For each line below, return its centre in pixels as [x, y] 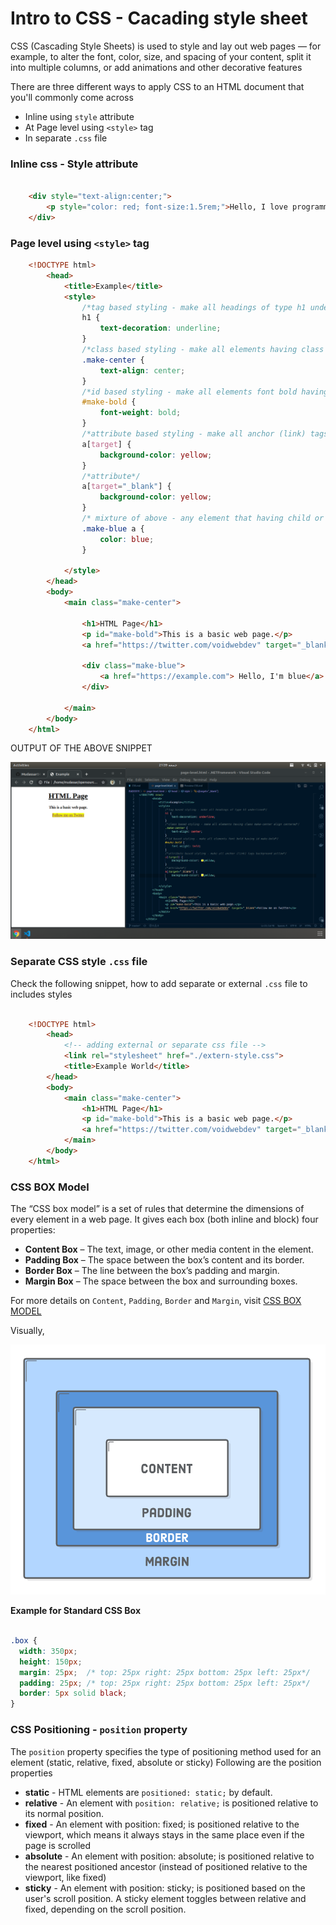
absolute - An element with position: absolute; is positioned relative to [169, 1856]
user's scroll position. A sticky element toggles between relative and [165, 1898]
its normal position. [64, 1813]
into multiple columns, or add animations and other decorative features [156, 67]
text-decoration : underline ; [160, 328]
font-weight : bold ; [140, 413]
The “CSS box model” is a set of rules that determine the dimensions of [157, 1209]
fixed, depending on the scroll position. [105, 1909]
